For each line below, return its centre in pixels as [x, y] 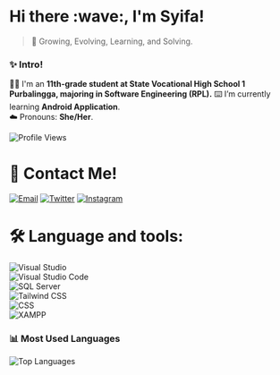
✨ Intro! [26, 64]
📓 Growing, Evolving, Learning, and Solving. [112, 41]
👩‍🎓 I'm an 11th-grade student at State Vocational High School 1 [127, 84]
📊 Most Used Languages [65, 339]
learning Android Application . [65, 107]
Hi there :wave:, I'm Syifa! [107, 17]
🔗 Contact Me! [64, 174]
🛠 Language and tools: [96, 237]
